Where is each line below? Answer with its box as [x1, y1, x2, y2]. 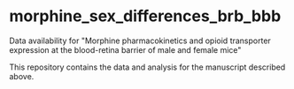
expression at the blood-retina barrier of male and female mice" [9, 44, 242, 55]
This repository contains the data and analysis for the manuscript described [9, 62, 286, 72]
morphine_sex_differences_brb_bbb [9, 6, 282, 26]
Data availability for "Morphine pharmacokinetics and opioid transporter [9, 35, 272, 46]
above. [9, 70, 35, 81]
